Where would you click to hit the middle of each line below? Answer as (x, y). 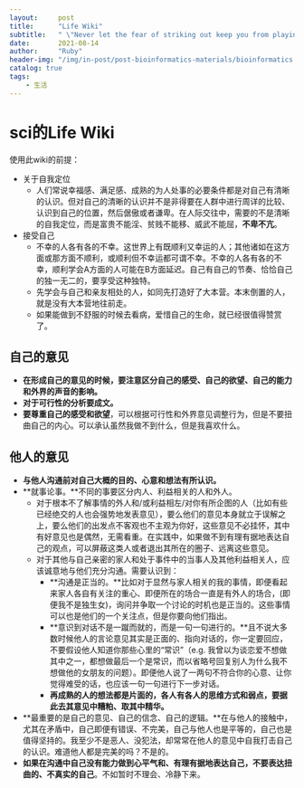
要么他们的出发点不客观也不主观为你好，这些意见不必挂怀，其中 (171, 526)
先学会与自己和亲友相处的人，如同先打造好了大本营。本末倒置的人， (163, 291)
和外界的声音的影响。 (62, 392)
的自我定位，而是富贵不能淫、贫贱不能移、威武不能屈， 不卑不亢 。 (159, 223)
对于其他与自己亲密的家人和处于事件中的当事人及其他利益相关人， (159, 560)
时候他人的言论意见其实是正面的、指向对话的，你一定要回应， (172, 639)
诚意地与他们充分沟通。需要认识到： (111, 571)
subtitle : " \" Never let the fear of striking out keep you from (139, 34)
